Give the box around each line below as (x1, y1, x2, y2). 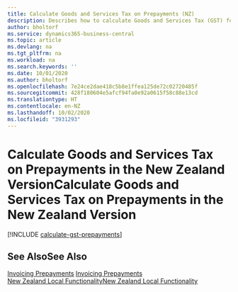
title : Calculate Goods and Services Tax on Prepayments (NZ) (7, 10, 195, 18)
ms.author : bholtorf (7, 76, 69, 84)
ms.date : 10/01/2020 (7, 69, 69, 77)
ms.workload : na (7, 57, 55, 64)
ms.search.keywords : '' (7, 63, 78, 70)
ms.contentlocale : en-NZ (7, 103, 81, 110)
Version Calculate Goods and (7, 176, 179, 192)
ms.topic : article (7, 37, 62, 44)
